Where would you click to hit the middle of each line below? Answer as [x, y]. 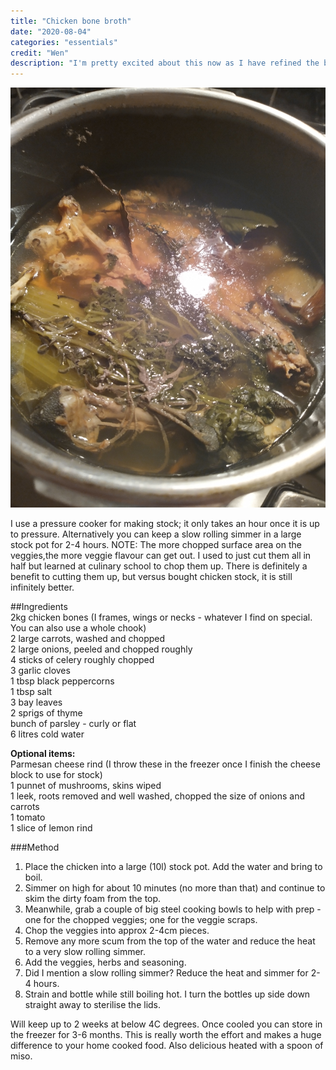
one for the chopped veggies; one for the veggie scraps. [141, 920]
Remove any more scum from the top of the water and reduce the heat [170, 941]
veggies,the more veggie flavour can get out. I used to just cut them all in [161, 556]
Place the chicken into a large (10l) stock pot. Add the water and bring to [173, 867]
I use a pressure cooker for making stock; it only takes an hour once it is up [165, 524]
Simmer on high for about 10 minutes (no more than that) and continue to [175, 888]
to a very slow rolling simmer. [85, 952]
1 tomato [28, 817]
